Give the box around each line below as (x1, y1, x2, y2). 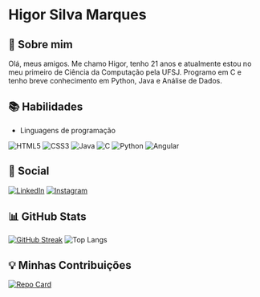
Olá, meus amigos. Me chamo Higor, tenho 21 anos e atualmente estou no (8, 59, 252, 68)
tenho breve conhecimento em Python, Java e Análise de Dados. (8, 76, 222, 85)
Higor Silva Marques (8, 6, 147, 24)
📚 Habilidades (8, 100, 83, 114)
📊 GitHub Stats (8, 210, 87, 224)
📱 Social (8, 165, 50, 178)
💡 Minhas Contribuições (8, 258, 132, 272)
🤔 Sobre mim (8, 38, 74, 51)
